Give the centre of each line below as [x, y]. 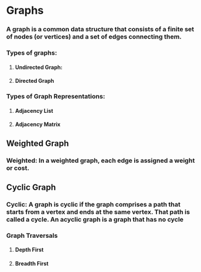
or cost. [18, 168]
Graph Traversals [32, 235]
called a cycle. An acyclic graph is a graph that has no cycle [95, 219]
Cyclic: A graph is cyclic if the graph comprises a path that [93, 204]
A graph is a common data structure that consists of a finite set [100, 29]
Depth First [29, 250]
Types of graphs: [32, 53]
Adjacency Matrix [38, 124]
